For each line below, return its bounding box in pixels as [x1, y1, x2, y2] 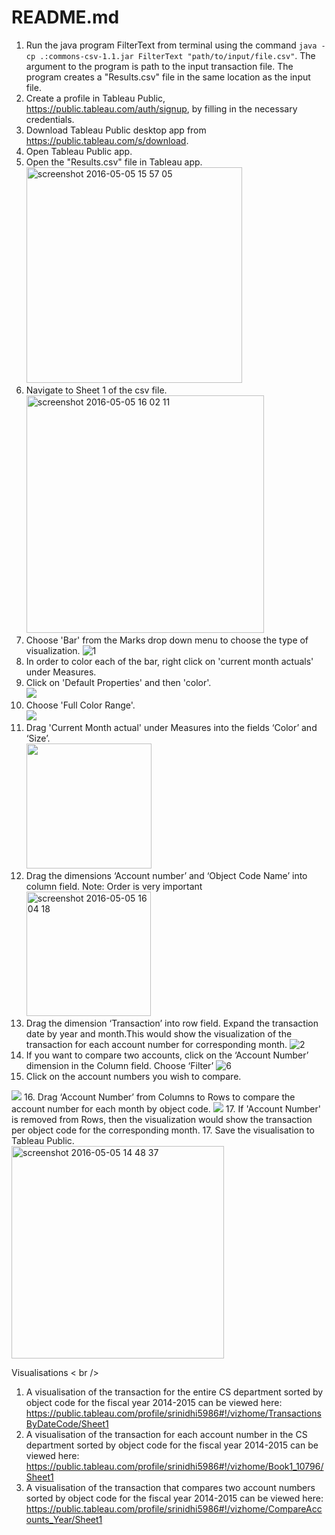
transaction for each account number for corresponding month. [25, 1038, 288, 1050]
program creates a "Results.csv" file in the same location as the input [25, 71, 311, 83]
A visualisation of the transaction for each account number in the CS [25, 1428, 308, 1440]
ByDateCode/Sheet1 [25, 1417, 109, 1430]
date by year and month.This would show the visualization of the [25, 1027, 293, 1040]
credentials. [25, 113, 75, 125]
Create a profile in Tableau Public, [25, 92, 166, 104]
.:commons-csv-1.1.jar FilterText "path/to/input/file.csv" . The [39, 49, 316, 61]
